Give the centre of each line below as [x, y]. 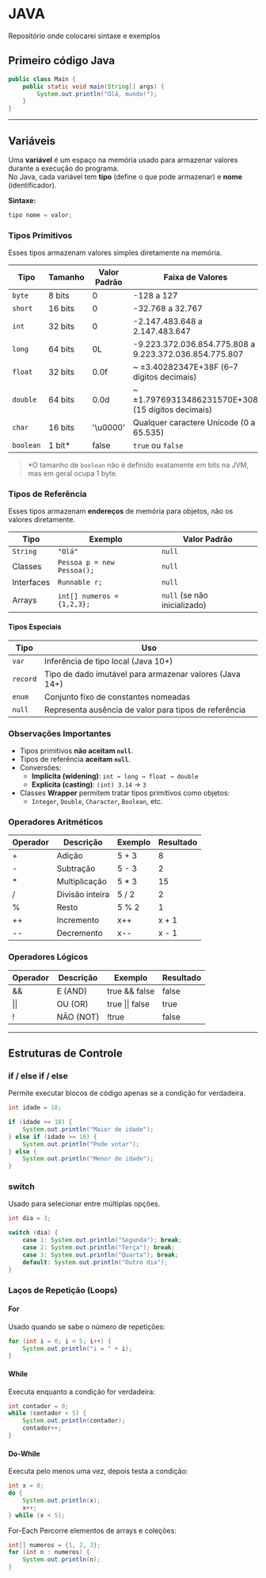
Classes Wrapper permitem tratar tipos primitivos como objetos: [125, 793]
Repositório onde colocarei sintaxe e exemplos [84, 36]
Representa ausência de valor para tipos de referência [145, 710]
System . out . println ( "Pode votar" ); [81, 1144]
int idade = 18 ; [35, 1108]
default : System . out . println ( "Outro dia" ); [95, 1262]
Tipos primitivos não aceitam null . [76, 750]
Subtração [76, 868]
